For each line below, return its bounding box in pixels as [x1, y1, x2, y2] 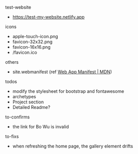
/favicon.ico [12, 50, 38, 55]
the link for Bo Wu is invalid [12, 124, 69, 129]
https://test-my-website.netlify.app [12, 14, 85, 20]
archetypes [12, 94, 36, 99]
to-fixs [5, 133, 19, 139]
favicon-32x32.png [12, 39, 53, 45]
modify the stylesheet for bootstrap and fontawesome [12, 88, 124, 94]
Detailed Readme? [12, 104, 51, 110]
